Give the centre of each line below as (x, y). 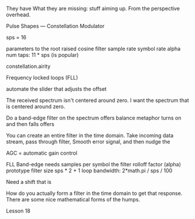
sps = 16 (16, 37)
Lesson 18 (18, 211)
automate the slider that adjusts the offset (57, 89)
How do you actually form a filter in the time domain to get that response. (94, 193)
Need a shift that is (29, 182)
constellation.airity (28, 66)
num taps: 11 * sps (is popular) (42, 55)
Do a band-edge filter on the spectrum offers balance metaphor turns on (94, 118)
